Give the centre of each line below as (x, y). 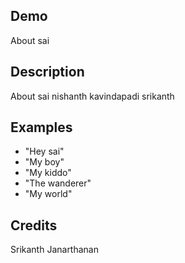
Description (47, 72)
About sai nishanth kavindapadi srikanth (92, 96)
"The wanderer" (58, 183)
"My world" (48, 194)
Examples (41, 127)
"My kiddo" (48, 173)
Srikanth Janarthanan (54, 250)
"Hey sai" (44, 151)
